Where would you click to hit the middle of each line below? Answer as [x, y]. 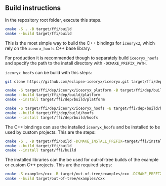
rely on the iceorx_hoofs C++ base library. [48, 48]
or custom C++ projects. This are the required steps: [59, 165]
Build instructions [33, 8]
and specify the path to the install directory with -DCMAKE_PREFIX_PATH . [76, 63]
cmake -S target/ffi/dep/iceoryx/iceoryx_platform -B [62, 91]
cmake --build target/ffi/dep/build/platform [53, 95]
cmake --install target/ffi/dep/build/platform [55, 100]
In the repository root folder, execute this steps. [53, 20]
